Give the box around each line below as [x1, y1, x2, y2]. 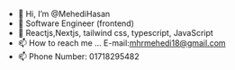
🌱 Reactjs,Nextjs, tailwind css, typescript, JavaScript [17, 28, 213, 38]
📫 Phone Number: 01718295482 [17, 51, 140, 62]
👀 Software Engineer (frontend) [17, 18, 135, 29]
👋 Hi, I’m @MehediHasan [17, 9, 111, 19]
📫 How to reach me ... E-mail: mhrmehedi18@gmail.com [17, 38, 227, 48]
